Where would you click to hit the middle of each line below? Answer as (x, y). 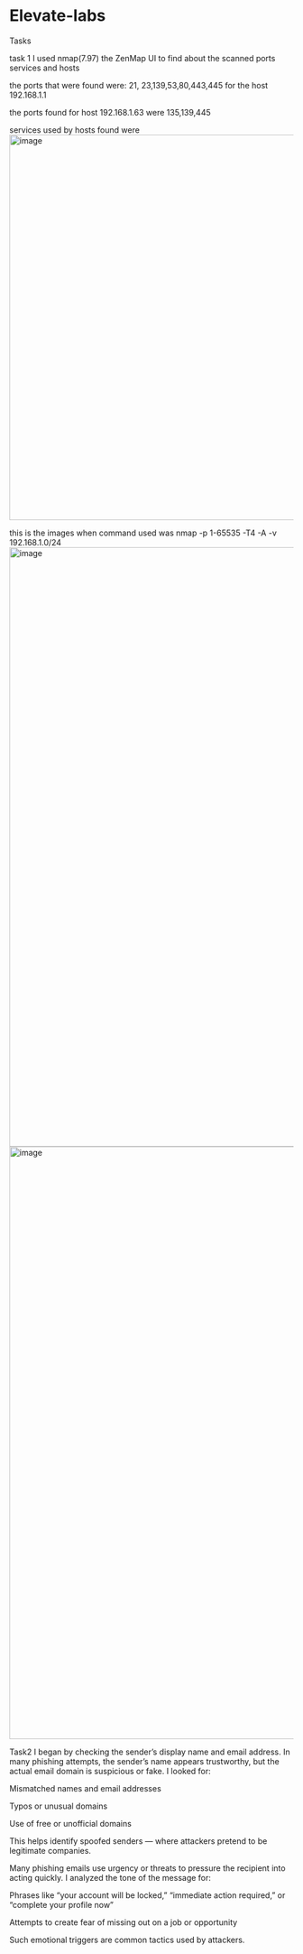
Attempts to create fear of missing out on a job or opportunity (124, 1922)
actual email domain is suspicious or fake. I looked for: (110, 1771)
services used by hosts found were (74, 130)
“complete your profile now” (62, 1904)
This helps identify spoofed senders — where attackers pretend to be (138, 1841)
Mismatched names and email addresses (86, 1788)
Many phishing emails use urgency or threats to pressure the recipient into (147, 1868)
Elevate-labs (58, 16)
